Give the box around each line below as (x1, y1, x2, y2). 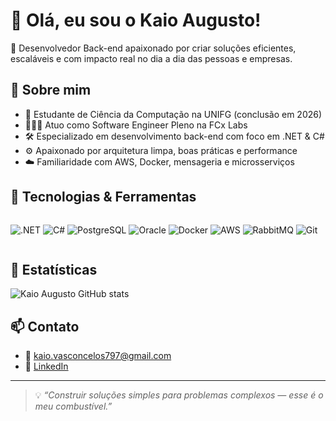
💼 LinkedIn (24, 360, 69, 373)
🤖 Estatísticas (10, 261, 98, 278)
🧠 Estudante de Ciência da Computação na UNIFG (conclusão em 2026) (24, 108, 323, 120)
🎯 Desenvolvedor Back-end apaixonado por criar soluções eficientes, (10, 42, 297, 54)
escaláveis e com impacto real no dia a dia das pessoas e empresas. (10, 52, 293, 64)
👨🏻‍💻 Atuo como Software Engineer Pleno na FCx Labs (24, 119, 248, 131)
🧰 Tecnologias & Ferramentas (10, 189, 197, 206)
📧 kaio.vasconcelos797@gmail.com (24, 350, 172, 362)
